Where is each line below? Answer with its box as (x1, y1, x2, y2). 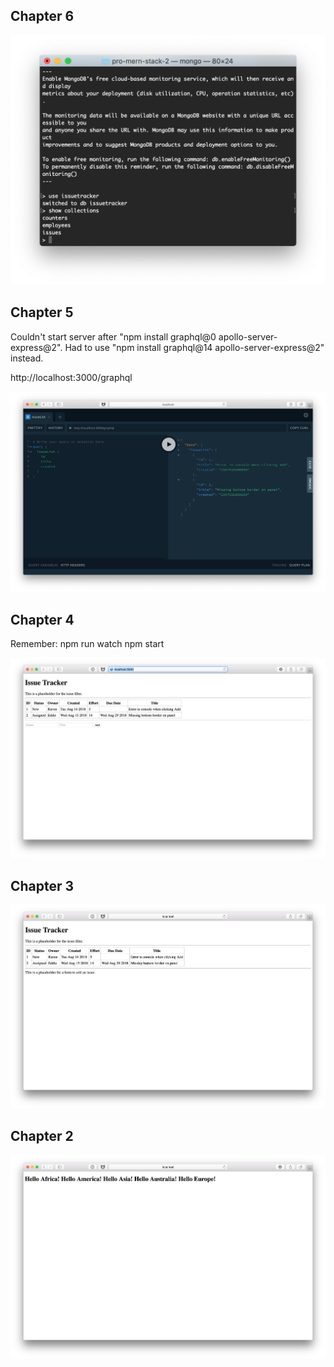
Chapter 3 (10, 877, 75, 894)
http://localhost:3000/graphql (10, 371, 133, 383)
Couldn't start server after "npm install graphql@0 (10, 330, 217, 343)
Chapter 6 (10, 8, 75, 25)
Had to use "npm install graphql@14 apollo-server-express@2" (64, 341, 325, 353)
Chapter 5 (10, 304, 74, 321)
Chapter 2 (10, 1128, 74, 1145)
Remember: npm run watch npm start (10, 638, 165, 649)
